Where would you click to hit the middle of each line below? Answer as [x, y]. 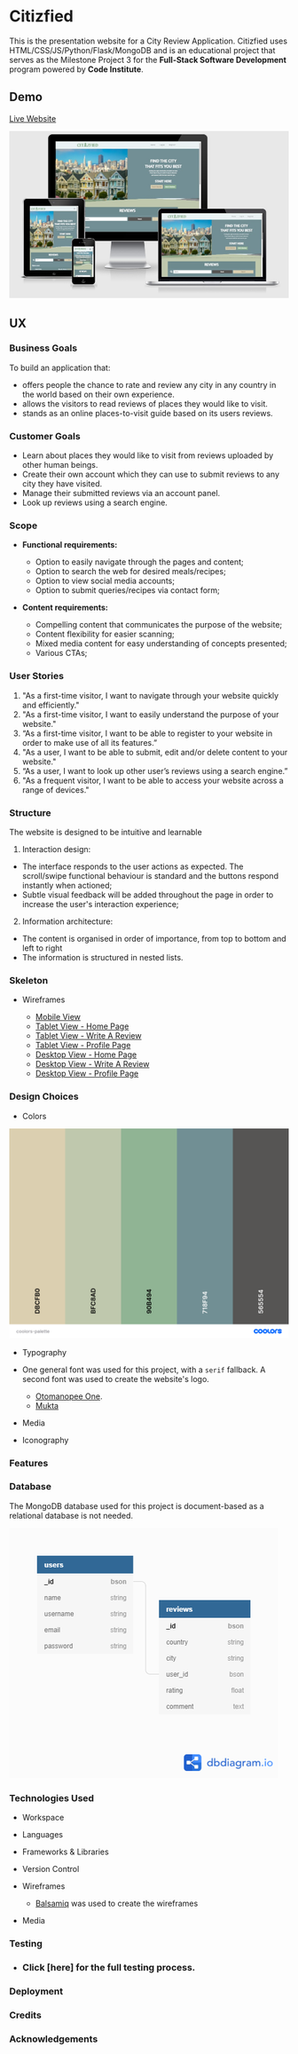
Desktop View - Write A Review [92, 1064]
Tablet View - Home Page [82, 1026]
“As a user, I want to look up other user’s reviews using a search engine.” [155, 770]
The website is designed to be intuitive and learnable [106, 832]
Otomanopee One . [69, 1396]
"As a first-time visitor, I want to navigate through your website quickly [150, 695]
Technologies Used [52, 1797]
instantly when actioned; [67, 885]
